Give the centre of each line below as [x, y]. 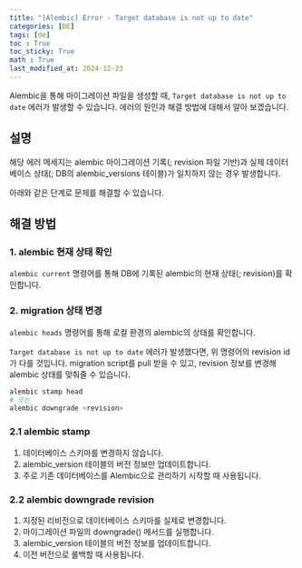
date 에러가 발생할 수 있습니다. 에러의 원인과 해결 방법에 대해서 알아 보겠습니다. [149, 106]
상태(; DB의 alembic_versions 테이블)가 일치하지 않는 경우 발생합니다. [157, 173]
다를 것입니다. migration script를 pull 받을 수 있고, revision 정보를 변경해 [147, 363]
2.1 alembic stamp [50, 432]
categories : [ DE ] [42, 26]
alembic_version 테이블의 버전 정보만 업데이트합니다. [117, 463]
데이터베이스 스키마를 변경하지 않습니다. [93, 453]
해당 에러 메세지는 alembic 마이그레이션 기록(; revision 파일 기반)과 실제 [137, 162]
